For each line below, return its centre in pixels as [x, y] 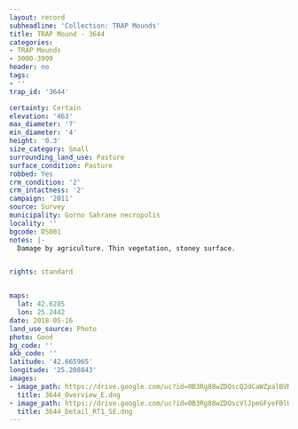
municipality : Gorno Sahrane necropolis [85, 215]
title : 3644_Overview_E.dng [69, 395]
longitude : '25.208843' [53, 370]
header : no [29, 68]
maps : [19, 296]
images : [24, 378]
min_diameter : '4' [43, 133]
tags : [19, 75]
